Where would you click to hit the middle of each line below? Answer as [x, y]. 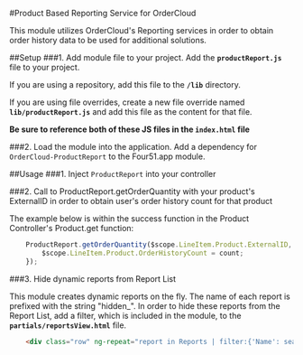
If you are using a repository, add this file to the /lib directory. [125, 84]
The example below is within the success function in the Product [129, 219]
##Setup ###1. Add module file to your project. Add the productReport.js [146, 57]
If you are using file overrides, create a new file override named [127, 102]
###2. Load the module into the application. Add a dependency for [133, 147]
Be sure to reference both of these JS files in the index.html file [130, 129]
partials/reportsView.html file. [68, 325]
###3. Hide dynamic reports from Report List [93, 278]
